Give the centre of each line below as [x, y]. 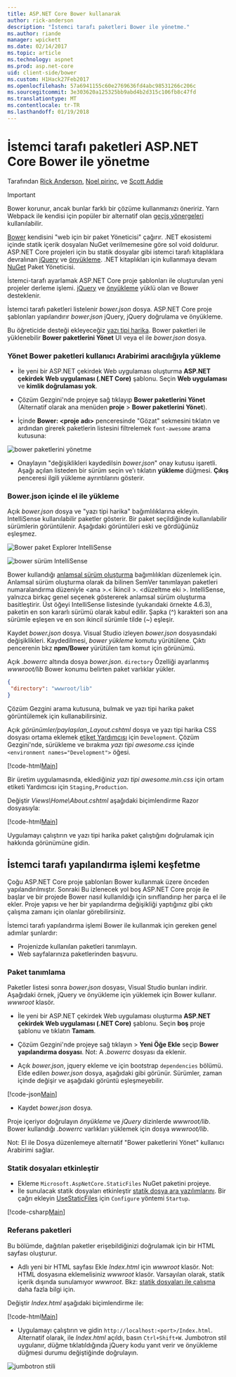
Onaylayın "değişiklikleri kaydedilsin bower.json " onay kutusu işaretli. [117, 463]
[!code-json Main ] [32, 1094]
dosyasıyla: [24, 808]
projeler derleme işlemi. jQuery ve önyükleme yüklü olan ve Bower [103, 288]
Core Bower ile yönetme [78, 161]
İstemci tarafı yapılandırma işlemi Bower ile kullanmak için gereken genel [112, 925]
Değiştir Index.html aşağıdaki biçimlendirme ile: [76, 1302]
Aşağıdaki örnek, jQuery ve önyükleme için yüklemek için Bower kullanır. [112, 995]
